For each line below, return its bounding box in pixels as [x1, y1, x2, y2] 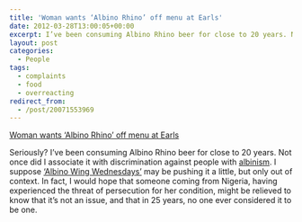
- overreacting [17, 88, 75, 97]
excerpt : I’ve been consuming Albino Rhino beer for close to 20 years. [9, 30, 288, 39]
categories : [9, 47, 54, 56]
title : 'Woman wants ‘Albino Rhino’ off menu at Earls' [9, 13, 223, 22]
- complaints [17, 72, 67, 81]
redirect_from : [9, 96, 67, 106]
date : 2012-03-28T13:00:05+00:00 [9, 22, 135, 31]
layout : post [9, 38, 58, 48]
